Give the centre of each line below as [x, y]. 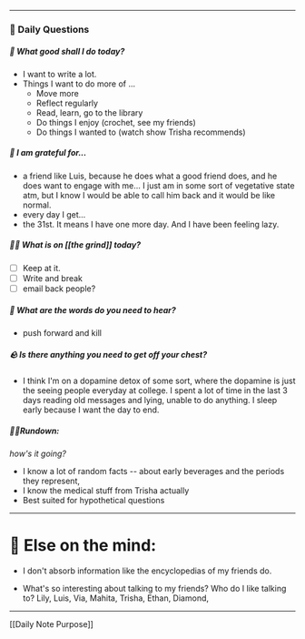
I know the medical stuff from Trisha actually [106, 490]
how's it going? [38, 453]
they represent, [51, 481]
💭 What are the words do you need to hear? [93, 309]
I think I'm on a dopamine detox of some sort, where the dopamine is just [159, 380]
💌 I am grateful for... [48, 153]
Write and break [53, 278]
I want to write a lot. [59, 74]
